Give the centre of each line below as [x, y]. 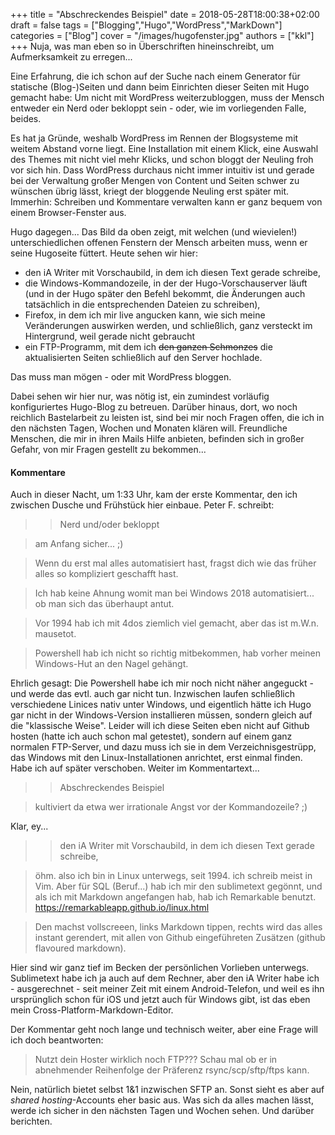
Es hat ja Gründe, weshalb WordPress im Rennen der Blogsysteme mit [154, 138]
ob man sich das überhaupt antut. [104, 604]
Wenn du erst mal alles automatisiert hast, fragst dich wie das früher [175, 563]
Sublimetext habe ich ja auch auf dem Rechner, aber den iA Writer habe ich [165, 978]
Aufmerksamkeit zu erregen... [71, 57]
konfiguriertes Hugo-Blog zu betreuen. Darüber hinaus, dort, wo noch [154, 407]
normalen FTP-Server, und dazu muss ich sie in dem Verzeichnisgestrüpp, [163, 747]
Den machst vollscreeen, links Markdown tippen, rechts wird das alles [178, 927]
